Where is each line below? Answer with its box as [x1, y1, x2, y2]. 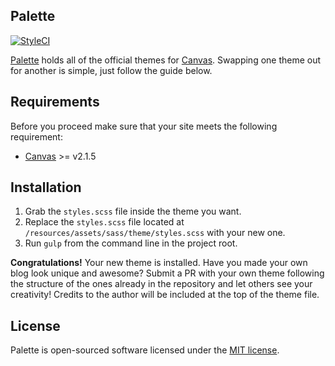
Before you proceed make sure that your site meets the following [10, 120, 278, 132]
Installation [10, 179, 82, 196]
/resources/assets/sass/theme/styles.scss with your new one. [24, 227, 286, 239]
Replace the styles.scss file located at [24, 216, 185, 228]
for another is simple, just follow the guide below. [10, 64, 213, 76]
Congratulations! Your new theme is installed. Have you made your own [10, 257, 308, 269]
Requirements [10, 94, 100, 111]
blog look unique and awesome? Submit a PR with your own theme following [10, 267, 325, 279]
